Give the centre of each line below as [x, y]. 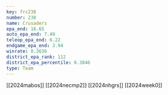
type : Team [20, 68]
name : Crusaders [27, 23]
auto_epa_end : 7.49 [31, 34]
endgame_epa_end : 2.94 [35, 46]
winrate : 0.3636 [27, 51]
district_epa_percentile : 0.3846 [48, 62]
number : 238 [21, 18]
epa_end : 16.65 [25, 29]
